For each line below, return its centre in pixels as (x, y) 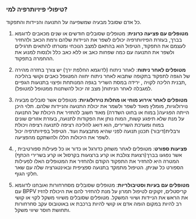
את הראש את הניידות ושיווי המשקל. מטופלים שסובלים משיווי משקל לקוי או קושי (101, 198)
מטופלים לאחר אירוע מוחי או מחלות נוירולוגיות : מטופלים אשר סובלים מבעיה (101, 100)
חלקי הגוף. (26, 174)
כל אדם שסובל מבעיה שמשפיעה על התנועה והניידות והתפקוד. (74, 22)
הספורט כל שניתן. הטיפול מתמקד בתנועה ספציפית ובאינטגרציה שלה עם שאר (99, 167)
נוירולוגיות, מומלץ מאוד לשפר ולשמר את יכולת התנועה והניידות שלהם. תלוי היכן (101, 106)
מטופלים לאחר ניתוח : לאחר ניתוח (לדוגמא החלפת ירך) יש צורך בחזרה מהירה (100, 70)
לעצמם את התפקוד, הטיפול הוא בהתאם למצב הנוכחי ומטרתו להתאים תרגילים (100, 46)
